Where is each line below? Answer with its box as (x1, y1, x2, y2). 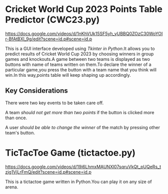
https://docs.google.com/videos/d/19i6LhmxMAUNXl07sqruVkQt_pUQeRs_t (5, 164, 161, 170)
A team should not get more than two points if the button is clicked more (5, 109, 154, 115)
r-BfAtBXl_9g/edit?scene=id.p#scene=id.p (5, 36, 92, 42)
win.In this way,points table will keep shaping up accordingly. (5, 72, 131, 78)
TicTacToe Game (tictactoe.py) (5, 147, 136, 158)
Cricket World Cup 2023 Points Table (5, 3, 162, 15)
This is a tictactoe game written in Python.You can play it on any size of (5, 179, 152, 185)
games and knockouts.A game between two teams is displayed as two (5, 56, 150, 62)
